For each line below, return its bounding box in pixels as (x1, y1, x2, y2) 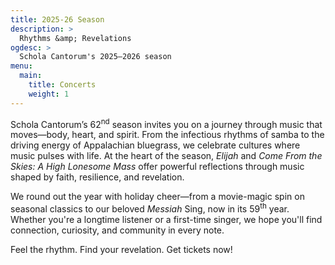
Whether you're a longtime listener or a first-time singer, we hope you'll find (10, 213, 323, 225)
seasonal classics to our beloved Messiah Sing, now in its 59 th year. (10, 201, 290, 215)
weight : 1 (28, 89, 70, 99)
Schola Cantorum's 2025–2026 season (19, 52, 172, 62)
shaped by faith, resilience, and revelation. (10, 171, 185, 183)
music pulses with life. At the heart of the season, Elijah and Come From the (10, 150, 323, 162)
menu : (10, 61, 33, 71)
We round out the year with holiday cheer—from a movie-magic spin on (10, 191, 305, 203)
